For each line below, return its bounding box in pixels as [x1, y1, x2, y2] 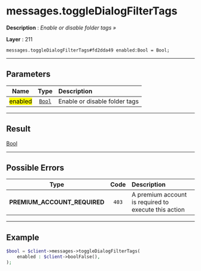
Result [6, 124, 31, 134]
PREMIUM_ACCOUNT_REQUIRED [9, 198, 105, 206]
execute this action [131, 206, 185, 214]
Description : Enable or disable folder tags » [6, 24, 117, 31]
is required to [131, 198, 169, 206]
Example [6, 232, 39, 242]
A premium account [131, 191, 187, 199]
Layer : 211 [6, 35, 33, 43]
